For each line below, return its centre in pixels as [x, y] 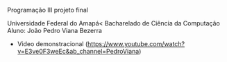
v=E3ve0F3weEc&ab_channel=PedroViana [78, 51]
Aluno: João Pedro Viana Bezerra [55, 31]
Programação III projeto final [48, 10]
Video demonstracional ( [52, 44]
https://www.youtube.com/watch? [136, 44]
